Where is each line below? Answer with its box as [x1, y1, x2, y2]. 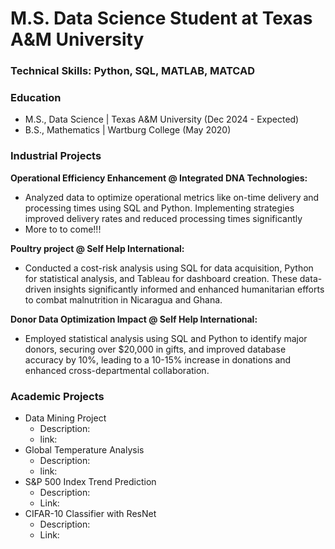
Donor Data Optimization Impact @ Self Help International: [10, 313, 258, 325]
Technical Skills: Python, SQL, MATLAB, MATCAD [10, 64, 256, 78]
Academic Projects [10, 389, 105, 403]
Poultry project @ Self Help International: [10, 242, 185, 254]
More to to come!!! [24, 223, 102, 235]
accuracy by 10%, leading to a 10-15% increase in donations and [24, 353, 292, 366]
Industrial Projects [10, 149, 102, 163]
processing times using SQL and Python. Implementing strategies [24, 202, 295, 214]
